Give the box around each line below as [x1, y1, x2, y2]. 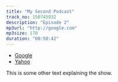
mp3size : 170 [6, 30, 38, 36]
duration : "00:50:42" [6, 36, 59, 42]
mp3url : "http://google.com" [6, 25, 77, 31]
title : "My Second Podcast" [6, 8, 75, 15]
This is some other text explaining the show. [6, 70, 113, 76]
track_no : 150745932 [6, 14, 57, 20]
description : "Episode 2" [6, 19, 69, 25]
